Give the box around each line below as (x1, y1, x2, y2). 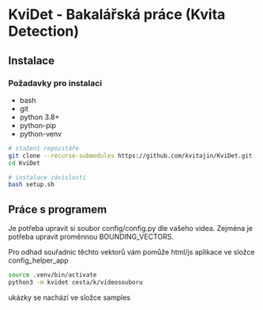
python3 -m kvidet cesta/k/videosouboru (8, 278, 144, 286)
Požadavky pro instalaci (8, 77, 103, 89)
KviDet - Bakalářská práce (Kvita (8, 6, 226, 24)
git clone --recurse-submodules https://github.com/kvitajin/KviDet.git (8, 152, 253, 160)
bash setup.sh (8, 180, 55, 189)
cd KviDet (8, 159, 41, 167)
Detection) (8, 22, 80, 40)
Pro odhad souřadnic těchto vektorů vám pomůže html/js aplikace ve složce (8, 248, 255, 257)
